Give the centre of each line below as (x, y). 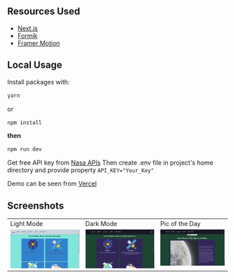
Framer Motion (39, 43)
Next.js (28, 28)
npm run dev (24, 149)
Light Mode (27, 223)
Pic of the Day (180, 223)
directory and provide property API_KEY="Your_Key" (81, 170)
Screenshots (36, 205)
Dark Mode (101, 223)
